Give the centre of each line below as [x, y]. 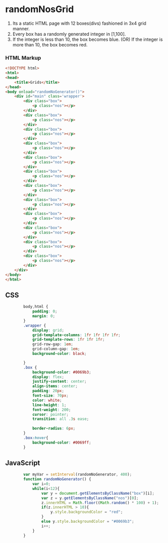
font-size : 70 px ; [50, 396]
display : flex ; [48, 377]
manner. [21, 28]
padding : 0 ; [45, 311]
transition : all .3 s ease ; [61, 419]
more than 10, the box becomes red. [50, 44]
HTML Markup [23, 58]
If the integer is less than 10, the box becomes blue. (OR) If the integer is [88, 39]
